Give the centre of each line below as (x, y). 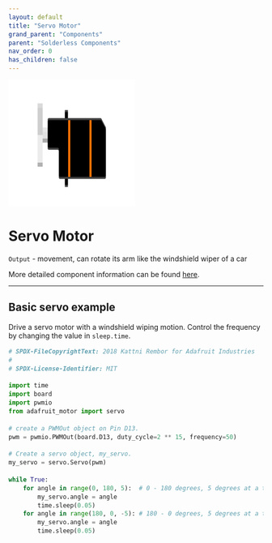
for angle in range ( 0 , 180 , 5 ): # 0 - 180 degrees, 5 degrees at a (141, 488)
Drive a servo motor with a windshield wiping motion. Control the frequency (134, 327)
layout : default (36, 17)
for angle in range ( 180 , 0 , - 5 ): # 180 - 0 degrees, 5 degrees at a (141, 514)
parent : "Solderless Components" (65, 43)
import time (28, 386)
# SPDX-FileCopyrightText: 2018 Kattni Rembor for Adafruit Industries (132, 351)
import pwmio (30, 403)
